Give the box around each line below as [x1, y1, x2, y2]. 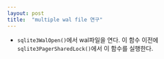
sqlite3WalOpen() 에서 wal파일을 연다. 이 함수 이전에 [16, 35, 159, 44]
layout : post [7, 9, 45, 17]
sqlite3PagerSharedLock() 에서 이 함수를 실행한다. [16, 44, 154, 52]
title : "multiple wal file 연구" [7, 16, 103, 23]
